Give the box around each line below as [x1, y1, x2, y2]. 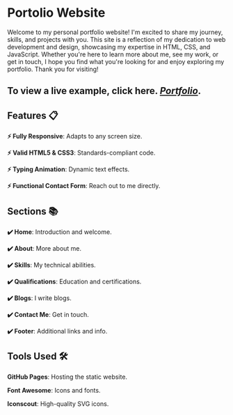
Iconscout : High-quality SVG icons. [7, 399, 109, 408]
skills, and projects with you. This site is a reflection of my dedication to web [7, 35, 226, 43]
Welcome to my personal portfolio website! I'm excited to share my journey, [7, 28, 223, 36]
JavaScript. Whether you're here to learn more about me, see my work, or [7, 50, 219, 58]
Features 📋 [7, 109, 58, 121]
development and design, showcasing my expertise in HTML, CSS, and [7, 42, 211, 51]
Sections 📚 [7, 205, 58, 217]
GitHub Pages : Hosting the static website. [7, 373, 127, 381]
